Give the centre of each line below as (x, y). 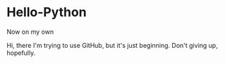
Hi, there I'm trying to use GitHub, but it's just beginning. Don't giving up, (112, 45)
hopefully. (21, 53)
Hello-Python (47, 12)
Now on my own (30, 32)
